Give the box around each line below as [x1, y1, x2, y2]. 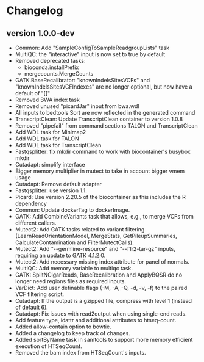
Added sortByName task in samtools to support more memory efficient [15, 336, 193, 343]
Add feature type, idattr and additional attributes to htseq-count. [15, 317, 177, 324]
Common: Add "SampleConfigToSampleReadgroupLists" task [15, 44, 169, 51]
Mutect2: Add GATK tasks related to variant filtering [15, 226, 145, 233]
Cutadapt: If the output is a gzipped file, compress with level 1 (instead [15, 297, 192, 304]
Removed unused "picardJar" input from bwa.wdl [15, 103, 139, 110]
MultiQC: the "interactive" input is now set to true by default [15, 51, 166, 58]
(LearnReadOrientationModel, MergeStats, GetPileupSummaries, [15, 233, 178, 239]
